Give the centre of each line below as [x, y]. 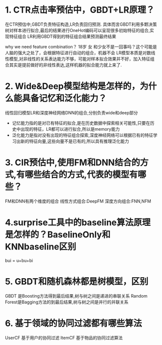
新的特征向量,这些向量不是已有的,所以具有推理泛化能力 [75, 141]
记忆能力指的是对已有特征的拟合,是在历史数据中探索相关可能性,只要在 [81, 123]
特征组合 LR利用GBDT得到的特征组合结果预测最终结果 [63, 36]
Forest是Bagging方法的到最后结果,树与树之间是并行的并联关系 [67, 302]
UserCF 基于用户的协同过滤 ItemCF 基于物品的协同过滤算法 [64, 338]
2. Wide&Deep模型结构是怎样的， [73, 86]
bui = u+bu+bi [19, 260]
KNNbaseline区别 [41, 247]
